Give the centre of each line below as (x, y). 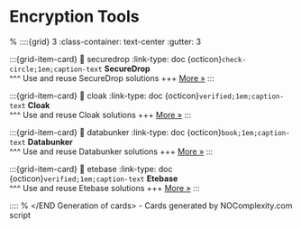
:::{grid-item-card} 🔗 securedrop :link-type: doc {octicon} (116, 59)
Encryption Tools (74, 17)
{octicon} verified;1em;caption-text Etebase (94, 179)
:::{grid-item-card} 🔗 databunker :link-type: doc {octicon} (116, 132)
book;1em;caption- (255, 133)
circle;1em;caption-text (56, 69)
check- (233, 60)
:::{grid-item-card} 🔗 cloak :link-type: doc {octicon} (105, 96)
